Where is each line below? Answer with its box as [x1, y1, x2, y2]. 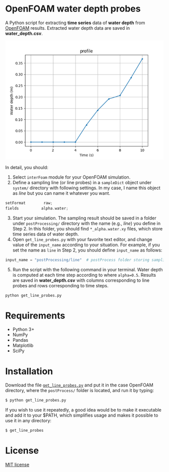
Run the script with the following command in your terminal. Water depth [12, 266, 163, 272]
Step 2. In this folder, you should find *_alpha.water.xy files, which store [12, 225, 163, 231]
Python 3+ [12, 327, 35, 333]
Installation [5, 365, 53, 377]
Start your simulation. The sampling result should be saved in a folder [12, 215, 157, 221]
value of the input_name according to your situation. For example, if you [12, 242, 160, 248]
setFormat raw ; [5, 200, 53, 205]
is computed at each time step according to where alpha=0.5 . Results [12, 272, 156, 278]
